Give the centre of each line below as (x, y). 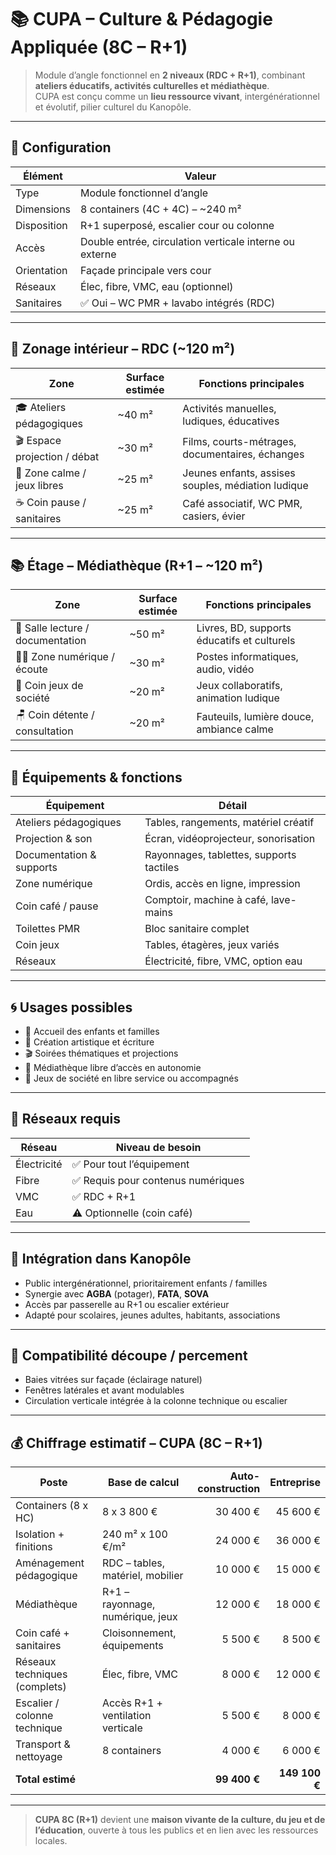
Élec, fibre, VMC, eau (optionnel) (157, 286)
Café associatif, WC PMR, (242, 504)
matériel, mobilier (142, 1576)
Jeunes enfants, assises (239, 473)
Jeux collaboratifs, (239, 686)
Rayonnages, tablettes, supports (220, 855)
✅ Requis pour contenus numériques (158, 1180)
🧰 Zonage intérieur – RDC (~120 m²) (123, 349)
